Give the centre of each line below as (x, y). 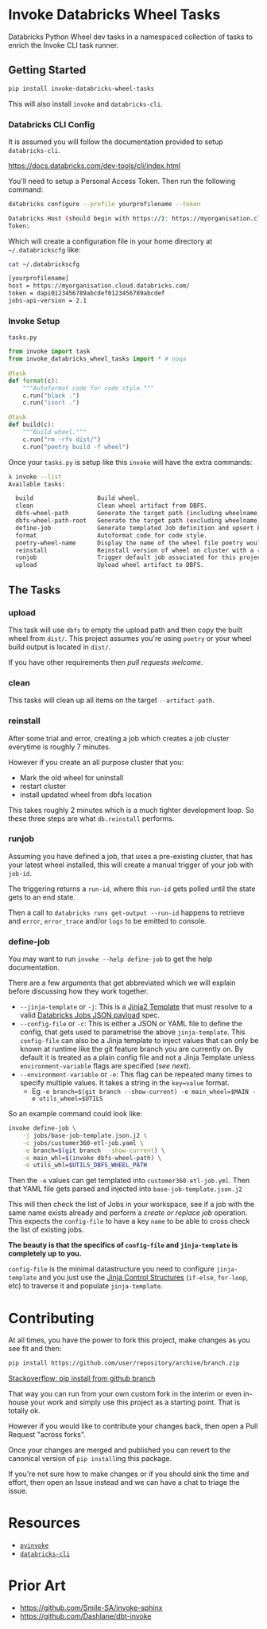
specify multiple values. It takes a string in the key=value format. (124, 1083)
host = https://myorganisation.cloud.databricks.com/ (99, 286)
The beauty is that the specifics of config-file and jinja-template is (123, 1245)
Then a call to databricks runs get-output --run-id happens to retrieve (126, 912)
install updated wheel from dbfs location (86, 795)
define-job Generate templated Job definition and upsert (135, 528)
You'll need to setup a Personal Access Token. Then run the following (122, 181)
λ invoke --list (35, 477)
